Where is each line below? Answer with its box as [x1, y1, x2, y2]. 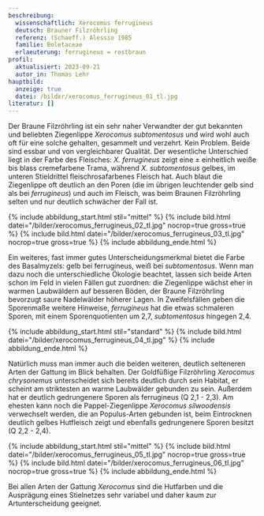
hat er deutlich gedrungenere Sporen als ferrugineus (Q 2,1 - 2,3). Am [8, 393, 234, 402]
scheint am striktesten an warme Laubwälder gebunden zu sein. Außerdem [8, 384, 252, 394]
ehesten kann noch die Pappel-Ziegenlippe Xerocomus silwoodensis [8, 401, 231, 411]
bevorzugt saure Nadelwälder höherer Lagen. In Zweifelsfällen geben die [8, 295, 246, 304]
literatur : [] [8, 100, 55, 107]
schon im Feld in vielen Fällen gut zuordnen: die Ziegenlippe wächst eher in [8, 278, 253, 288]
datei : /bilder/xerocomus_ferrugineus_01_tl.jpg [15, 92, 178, 100]
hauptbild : [8, 77, 44, 85]
